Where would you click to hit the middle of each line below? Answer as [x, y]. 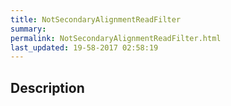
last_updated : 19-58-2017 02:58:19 [84, 47]
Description [47, 87]
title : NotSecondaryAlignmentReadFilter [96, 19]
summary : [28, 29]
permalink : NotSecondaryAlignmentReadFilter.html [116, 38]
